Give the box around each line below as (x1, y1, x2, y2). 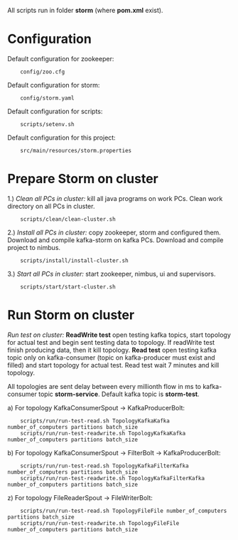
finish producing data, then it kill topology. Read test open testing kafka (7, 346, 217, 354)
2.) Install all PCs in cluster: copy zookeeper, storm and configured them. (7, 228, 222, 237)
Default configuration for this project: (7, 133, 116, 142)
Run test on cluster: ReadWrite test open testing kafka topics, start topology (7, 331, 231, 339)
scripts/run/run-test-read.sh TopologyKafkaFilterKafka (20, 462, 190, 469)
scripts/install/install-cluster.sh (20, 256, 129, 264)
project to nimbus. (7, 243, 61, 251)
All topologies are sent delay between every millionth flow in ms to (7, 382, 201, 390)
